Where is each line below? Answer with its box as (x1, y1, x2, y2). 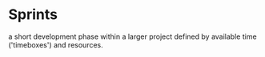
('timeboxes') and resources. (8, 40, 103, 49)
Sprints (8, 6, 58, 24)
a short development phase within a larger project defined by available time (8, 32, 258, 41)
